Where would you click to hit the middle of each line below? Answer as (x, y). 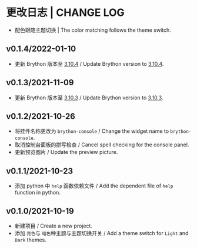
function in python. (37, 193)
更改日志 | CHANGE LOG (65, 13)
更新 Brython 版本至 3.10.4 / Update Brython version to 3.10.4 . (89, 63)
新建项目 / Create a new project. (54, 226)
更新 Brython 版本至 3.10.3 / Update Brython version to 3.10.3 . (89, 98)
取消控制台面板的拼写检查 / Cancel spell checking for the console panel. (102, 145)
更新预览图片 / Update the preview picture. (66, 152)
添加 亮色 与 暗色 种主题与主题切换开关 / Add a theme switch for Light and (101, 233)
